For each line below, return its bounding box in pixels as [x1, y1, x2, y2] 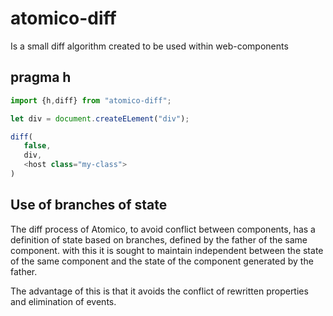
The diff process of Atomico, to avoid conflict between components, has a [10, 223, 316, 235]
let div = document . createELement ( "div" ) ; [10, 113, 190, 124]
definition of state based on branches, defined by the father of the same [10, 233, 308, 246]
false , [23, 141, 52, 151]
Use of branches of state [10, 197, 168, 214]
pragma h [10, 69, 72, 86]
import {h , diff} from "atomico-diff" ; [10, 95, 172, 106]
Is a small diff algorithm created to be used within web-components [10, 40, 289, 52]
